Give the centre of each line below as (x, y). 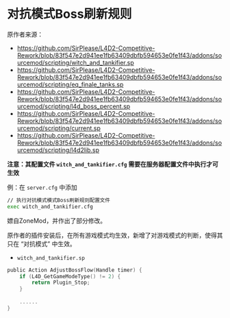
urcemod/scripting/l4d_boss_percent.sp (74, 106)
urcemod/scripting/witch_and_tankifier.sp (76, 62)
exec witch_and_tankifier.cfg (50, 206)
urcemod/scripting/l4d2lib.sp (58, 150)
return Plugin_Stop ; (61, 283)
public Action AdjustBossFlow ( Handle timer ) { (75, 270)
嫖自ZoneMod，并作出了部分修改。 (57, 221)
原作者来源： (25, 34)
